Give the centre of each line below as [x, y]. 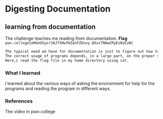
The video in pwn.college [30, 112]
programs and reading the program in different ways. [58, 89]
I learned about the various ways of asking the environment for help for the [80, 83]
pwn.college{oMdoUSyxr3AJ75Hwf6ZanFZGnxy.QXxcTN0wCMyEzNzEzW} [69, 43]
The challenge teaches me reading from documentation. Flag [66, 38]
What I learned [23, 73]
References [19, 101]
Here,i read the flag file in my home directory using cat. [67, 60]
